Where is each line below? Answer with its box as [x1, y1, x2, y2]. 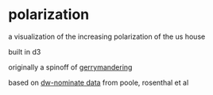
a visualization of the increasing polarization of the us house [8, 32, 206, 41]
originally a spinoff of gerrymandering [8, 62, 133, 72]
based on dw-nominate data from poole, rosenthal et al [8, 78, 189, 87]
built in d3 [8, 47, 41, 56]
